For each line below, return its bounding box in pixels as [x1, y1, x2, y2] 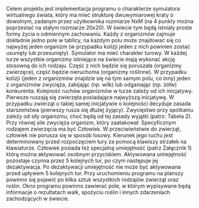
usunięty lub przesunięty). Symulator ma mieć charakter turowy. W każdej [6, 49, 187, 56]
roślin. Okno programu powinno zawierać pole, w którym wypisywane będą [6, 182, 191, 190]
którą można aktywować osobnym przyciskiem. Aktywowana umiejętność [6, 151, 187, 157]
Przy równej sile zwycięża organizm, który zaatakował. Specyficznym [6, 119, 176, 126]
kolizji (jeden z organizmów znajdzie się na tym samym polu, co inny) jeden [6, 74, 191, 82]
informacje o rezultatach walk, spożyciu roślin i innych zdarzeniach [6, 189, 170, 195]
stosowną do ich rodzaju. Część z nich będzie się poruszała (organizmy [6, 62, 182, 69]
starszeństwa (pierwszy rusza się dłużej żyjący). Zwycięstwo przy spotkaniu [6, 107, 194, 113]
